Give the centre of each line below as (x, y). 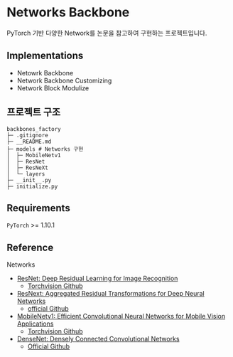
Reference (30, 247)
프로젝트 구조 (34, 112)
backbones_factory (34, 129)
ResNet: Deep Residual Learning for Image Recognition (97, 279)
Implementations (45, 56)
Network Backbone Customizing (64, 80)
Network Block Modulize (53, 88)
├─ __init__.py (29, 180)
